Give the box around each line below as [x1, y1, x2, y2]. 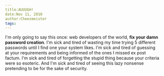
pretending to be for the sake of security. [5, 66, 88, 72]
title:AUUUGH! [5, 7, 34, 12]
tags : [5, 21, 16, 26]
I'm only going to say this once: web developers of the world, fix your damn [5, 34, 158, 40]
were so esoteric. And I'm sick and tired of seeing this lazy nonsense [5, 60, 144, 66]
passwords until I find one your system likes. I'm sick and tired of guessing [5, 45, 156, 51]
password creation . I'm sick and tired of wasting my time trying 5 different [5, 40, 156, 46]
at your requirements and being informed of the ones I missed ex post [5, 50, 146, 56]
